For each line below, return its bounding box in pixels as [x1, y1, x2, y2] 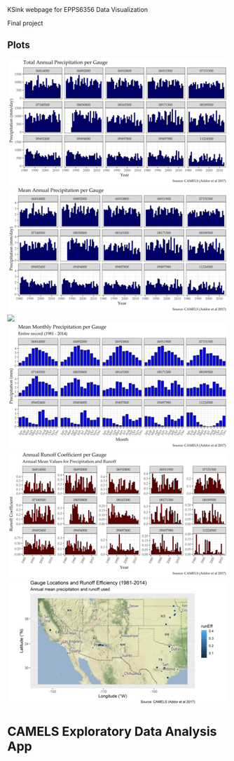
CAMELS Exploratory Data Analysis [7, 724, 217, 740]
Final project [7, 19, 43, 27]
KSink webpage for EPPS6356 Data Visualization [7, 6, 149, 13]
